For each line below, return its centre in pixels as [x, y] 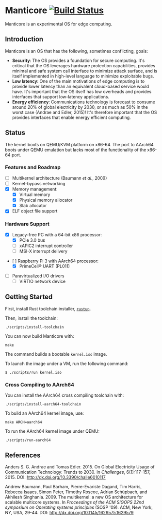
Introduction [24, 39]
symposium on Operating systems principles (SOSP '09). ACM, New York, [79, 507]
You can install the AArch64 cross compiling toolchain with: [65, 395]
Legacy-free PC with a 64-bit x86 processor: [57, 234]
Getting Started [29, 297]
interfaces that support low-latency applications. [61, 96]
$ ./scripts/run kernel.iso [33, 372]
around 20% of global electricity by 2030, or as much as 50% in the [80, 107]
